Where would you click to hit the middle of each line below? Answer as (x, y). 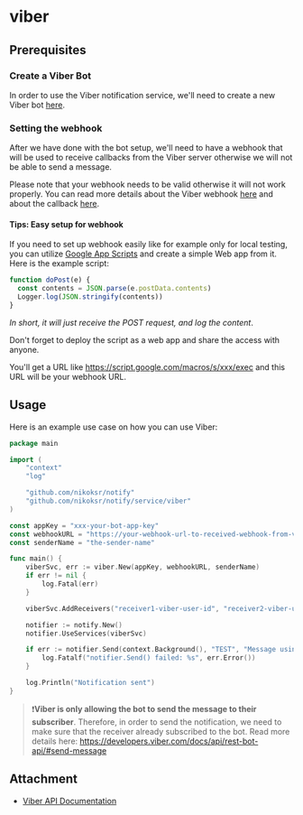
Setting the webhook (56, 128)
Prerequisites (48, 50)
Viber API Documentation (69, 801)
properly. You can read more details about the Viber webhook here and (141, 194)
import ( (26, 459)
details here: (55, 741)
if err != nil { (56, 576)
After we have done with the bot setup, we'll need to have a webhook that (146, 148)
